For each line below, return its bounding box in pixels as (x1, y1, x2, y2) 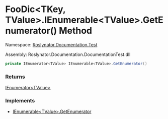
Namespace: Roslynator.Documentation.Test (5, 41, 98, 47)
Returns (5, 73, 25, 80)
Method (58, 25, 93, 36)
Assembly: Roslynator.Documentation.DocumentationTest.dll (5, 51, 131, 57)
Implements (5, 97, 35, 104)
